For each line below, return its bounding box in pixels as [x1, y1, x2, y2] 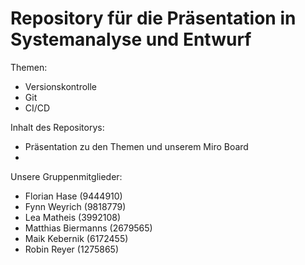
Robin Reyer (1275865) [24, 243, 120, 255]
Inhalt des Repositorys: [10, 121, 105, 133]
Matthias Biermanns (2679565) [24, 222, 153, 234]
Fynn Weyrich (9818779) [24, 200, 127, 212]
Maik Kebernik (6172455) [24, 232, 129, 244]
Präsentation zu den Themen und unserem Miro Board [24, 140, 249, 152]
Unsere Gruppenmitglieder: [10, 170, 123, 182]
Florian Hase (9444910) [24, 190, 123, 202]
